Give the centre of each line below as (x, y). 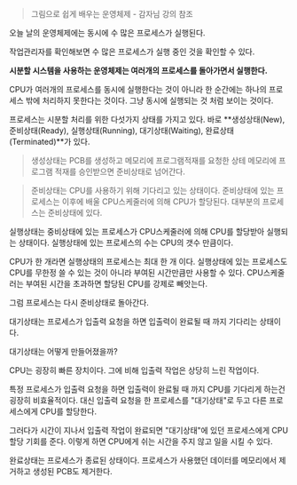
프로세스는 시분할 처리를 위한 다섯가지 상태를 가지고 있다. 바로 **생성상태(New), (147, 119)
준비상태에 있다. (75, 213)
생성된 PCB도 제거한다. (72, 471)
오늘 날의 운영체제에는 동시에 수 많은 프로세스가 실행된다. (107, 33)
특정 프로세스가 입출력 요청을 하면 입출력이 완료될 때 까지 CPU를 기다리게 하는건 (147, 389)
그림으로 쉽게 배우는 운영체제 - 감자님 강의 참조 (112, 14)
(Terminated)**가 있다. (50, 142)
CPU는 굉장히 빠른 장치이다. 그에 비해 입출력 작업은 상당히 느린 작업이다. (134, 370)
